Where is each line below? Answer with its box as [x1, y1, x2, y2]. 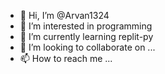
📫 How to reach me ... [19, 53, 113, 64]
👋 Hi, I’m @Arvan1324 [19, 10, 110, 21]
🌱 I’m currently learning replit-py [19, 31, 154, 42]
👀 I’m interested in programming [19, 20, 153, 32]
